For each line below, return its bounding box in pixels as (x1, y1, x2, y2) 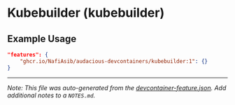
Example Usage (7, 33, 77, 45)
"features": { (7, 51, 49, 58)
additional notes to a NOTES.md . (7, 91, 96, 99)
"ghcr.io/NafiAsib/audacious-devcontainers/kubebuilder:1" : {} (20, 57, 208, 64)
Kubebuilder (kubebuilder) (7, 5, 165, 21)
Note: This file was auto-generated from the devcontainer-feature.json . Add (7, 83, 227, 92)
